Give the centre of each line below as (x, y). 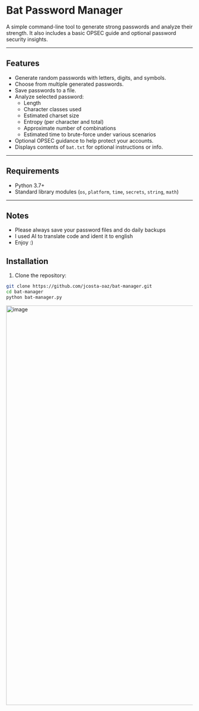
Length (32, 103)
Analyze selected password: (49, 96)
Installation (27, 261)
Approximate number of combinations (70, 128)
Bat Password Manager (65, 10)
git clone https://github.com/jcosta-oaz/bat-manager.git (79, 287)
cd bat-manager (25, 292)
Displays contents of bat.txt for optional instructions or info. (89, 147)
